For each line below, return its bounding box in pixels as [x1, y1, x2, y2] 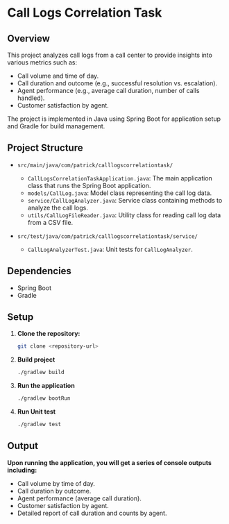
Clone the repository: [17, 330, 80, 338]
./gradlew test [17, 421, 62, 428]
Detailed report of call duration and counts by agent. [17, 509, 167, 517]
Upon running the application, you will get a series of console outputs [7, 458, 212, 466]
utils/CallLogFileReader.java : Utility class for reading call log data [27, 210, 221, 219]
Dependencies [7, 265, 71, 277]
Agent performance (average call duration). [17, 494, 142, 502]
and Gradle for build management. [7, 122, 105, 130]
